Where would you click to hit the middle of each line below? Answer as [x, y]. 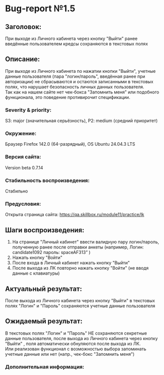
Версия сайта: [23, 157]
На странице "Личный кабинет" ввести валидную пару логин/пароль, [85, 242]
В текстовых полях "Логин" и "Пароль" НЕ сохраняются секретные [76, 333]
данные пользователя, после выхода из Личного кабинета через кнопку [82, 338]
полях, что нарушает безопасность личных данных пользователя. [75, 87]
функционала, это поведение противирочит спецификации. [68, 97]
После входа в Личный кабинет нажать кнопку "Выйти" [71, 263]
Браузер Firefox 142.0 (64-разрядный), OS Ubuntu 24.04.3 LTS [70, 144]
